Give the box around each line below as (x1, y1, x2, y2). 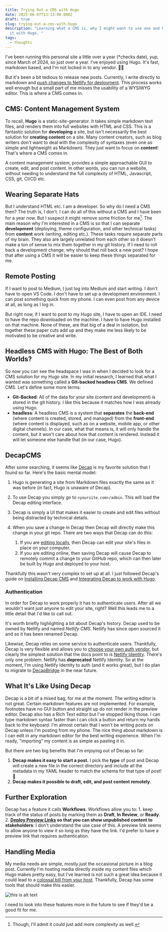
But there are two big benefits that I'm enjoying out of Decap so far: (5, 747, 144, 753)
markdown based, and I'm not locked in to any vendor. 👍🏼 (5, 64, 124, 70)
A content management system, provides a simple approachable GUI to (5, 160, 152, 166)
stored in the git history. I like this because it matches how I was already (12, 399, 161, 405)
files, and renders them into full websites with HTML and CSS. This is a (5, 123, 151, 129)
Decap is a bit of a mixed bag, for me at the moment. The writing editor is (5, 695, 156, 701)
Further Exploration (5, 793, 67, 802)
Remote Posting (5, 272, 56, 281)
